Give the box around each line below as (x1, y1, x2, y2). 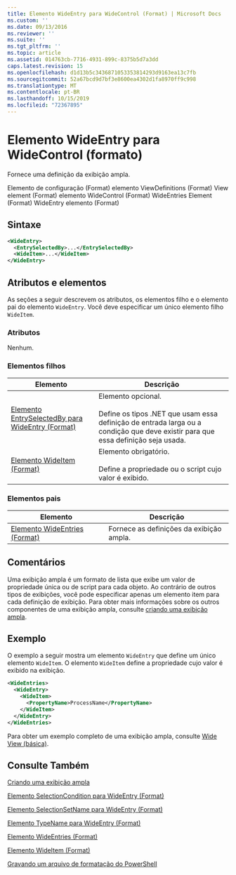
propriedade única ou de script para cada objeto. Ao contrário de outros (7, 582, 216, 591)
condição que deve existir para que (98, 426, 215, 436)
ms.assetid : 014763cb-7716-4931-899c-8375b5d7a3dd (7, 56, 159, 63)
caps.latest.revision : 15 (7, 63, 83, 70)
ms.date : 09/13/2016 (7, 23, 68, 30)
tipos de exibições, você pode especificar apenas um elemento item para (7, 590, 220, 598)
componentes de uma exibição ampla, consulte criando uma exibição (7, 605, 209, 613)
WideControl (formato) (7, 147, 143, 163)
